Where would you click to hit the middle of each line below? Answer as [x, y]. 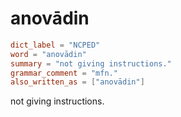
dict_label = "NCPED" [55, 45]
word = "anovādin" [48, 54]
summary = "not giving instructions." [91, 63]
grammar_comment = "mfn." [64, 73]
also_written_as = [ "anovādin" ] [77, 82]
